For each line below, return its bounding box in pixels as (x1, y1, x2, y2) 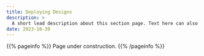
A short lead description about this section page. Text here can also (12, 20, 199, 26)
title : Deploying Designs (6, 9, 72, 15)
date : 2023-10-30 (6, 26, 51, 32)
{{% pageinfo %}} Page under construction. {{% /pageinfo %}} (6, 43, 165, 50)
